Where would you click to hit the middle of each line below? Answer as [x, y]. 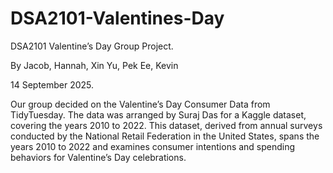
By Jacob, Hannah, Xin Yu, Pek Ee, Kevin [94, 65]
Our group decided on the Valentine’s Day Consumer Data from [140, 104]
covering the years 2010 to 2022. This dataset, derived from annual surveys [166, 125]
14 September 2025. [52, 84]
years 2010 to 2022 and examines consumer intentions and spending [153, 146]
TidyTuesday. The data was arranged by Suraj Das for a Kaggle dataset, [158, 114]
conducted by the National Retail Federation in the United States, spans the [165, 136]
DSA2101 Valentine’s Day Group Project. [92, 46]
